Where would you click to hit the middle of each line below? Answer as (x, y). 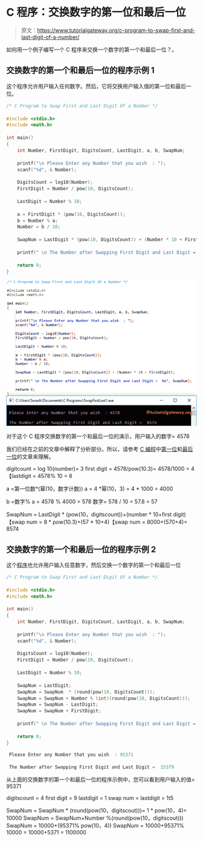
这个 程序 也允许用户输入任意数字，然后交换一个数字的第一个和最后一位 (94, 565)
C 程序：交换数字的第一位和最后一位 (96, 12)
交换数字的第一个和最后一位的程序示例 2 (81, 549)
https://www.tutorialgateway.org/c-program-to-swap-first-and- (116, 30)
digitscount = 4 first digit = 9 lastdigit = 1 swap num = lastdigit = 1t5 (90, 798)
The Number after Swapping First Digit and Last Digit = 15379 (91, 767)
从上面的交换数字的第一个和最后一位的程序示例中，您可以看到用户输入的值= (101, 779)
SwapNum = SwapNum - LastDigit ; (58, 704)
